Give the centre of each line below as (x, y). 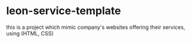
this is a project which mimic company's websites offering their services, (96, 27)
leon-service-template (64, 11)
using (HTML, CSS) (30, 33)
